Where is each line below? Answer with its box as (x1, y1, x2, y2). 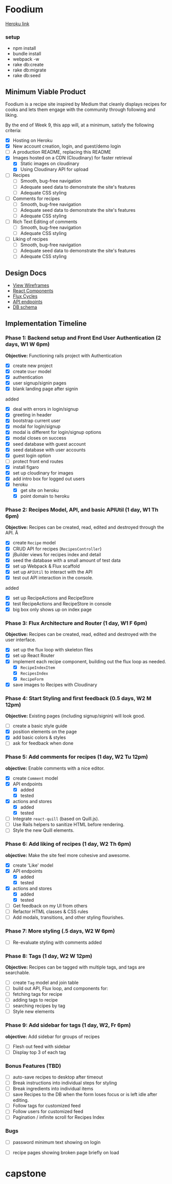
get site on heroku (20, 487, 59, 494)
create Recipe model (12, 540, 56, 546)
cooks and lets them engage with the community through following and (5, 106, 156, 113)
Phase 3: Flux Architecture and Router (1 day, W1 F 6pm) (5, 620, 147, 627)
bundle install (12, 50, 41, 57)
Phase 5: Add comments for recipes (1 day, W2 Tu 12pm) (5, 753, 148, 760)
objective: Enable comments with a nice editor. (5, 765, 105, 771)
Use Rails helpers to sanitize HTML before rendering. (12, 822, 124, 828)
